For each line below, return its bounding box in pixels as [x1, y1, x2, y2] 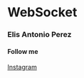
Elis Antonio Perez [7, 30, 72, 40]
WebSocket [7, 4, 78, 21]
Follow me [7, 47, 38, 55]
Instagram [7, 63, 37, 72]
